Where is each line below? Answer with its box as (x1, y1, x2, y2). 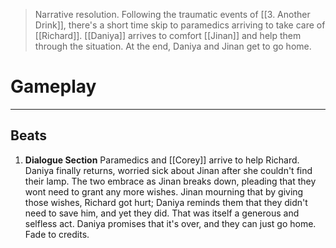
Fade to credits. (24, 228, 90, 240)
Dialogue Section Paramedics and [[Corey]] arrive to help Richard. (24, 154, 300, 166)
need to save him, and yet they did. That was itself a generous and (24, 207, 300, 219)
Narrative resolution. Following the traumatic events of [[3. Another (34, 9, 311, 20)
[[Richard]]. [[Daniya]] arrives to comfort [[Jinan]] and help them (34, 30, 302, 41)
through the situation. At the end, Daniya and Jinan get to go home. (34, 40, 312, 52)
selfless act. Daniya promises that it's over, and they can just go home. (24, 217, 317, 229)
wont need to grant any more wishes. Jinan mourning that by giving (24, 185, 304, 198)
